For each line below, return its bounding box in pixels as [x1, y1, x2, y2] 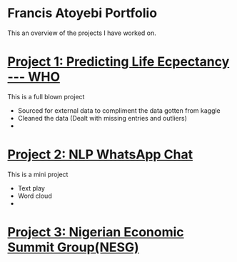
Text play [17, 183, 45, 192]
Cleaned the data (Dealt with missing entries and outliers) [17, 114, 188, 122]
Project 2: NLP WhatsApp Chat [7, 146, 193, 163]
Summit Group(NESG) [7, 239, 139, 255]
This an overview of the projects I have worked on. [7, 29, 156, 37]
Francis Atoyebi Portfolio [7, 5, 158, 21]
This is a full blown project [7, 92, 85, 101]
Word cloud [17, 191, 52, 200]
